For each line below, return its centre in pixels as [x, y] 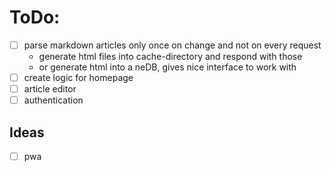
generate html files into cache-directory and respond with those [170, 56]
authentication [53, 100]
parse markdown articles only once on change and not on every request [172, 45]
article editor [50, 89]
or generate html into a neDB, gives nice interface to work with [167, 67]
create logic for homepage [78, 77]
